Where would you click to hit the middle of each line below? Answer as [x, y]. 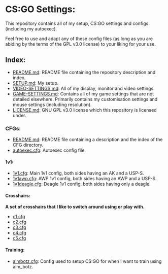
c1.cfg [19, 217]
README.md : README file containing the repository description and [84, 72]
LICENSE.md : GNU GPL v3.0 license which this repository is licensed [85, 110]
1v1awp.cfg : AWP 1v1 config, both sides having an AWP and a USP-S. [85, 179]
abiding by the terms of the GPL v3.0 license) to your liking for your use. [80, 44]
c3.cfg [19, 227]
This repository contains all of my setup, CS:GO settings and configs [77, 23]
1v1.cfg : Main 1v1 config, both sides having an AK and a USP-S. [78, 173]
